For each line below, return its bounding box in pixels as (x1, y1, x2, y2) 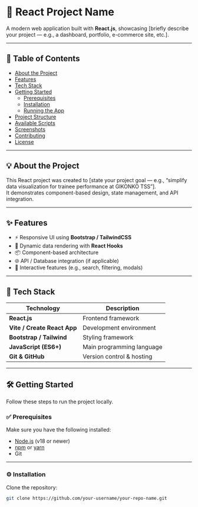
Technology (25, 304, 60, 312)
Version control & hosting (82, 353, 153, 361)
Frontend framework (82, 314, 140, 322)
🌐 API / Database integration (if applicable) (14, 258, 119, 265)
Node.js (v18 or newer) (14, 437, 71, 445)
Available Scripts (14, 119, 56, 126)
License (14, 138, 34, 145)
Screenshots (14, 126, 46, 133)
